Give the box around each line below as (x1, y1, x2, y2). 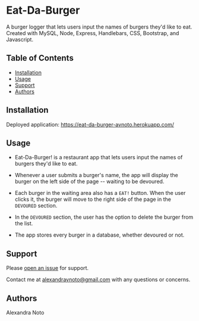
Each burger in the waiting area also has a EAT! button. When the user (14, 190, 186, 197)
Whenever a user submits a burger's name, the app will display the (14, 172, 178, 179)
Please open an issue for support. (6, 265, 89, 272)
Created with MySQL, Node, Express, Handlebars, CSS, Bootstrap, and (6, 29, 179, 36)
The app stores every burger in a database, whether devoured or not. (14, 231, 185, 238)
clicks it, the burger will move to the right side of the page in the (14, 196, 171, 203)
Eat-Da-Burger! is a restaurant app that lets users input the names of (14, 154, 183, 161)
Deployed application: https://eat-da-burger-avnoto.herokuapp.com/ (6, 121, 174, 128)
